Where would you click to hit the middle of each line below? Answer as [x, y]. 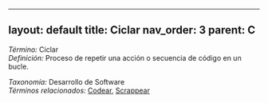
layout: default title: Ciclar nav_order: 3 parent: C [132, 30]
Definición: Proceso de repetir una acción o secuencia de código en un [125, 57]
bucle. [19, 66]
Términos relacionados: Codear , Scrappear [79, 90]
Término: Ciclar [33, 50]
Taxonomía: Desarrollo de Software [67, 81]
